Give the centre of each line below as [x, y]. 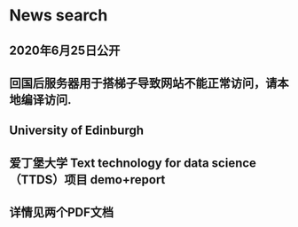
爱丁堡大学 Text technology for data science [133, 163]
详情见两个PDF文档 [62, 212]
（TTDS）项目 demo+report [87, 180]
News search [59, 16]
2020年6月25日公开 [65, 50]
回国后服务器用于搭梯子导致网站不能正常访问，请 [143, 83]
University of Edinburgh [77, 131]
